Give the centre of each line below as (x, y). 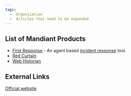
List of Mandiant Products (45, 39)
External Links (27, 77)
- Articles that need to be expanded (49, 19)
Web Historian (26, 61)
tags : (11, 10)
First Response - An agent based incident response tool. (69, 51)
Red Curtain (24, 56)
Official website (21, 88)
